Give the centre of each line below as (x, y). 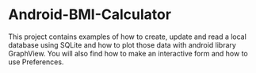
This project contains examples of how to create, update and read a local (128, 36)
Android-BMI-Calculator (90, 15)
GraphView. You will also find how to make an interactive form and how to (128, 53)
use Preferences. (36, 62)
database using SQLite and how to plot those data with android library (122, 44)
